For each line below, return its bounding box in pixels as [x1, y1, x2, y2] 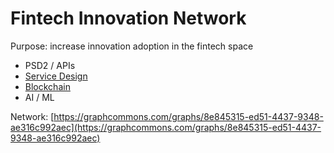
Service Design [24, 70, 88, 82]
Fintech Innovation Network [10, 7, 247, 30]
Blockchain [24, 80, 71, 92]
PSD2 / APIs [24, 59, 76, 71]
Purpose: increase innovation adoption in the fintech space [10, 40, 254, 52]
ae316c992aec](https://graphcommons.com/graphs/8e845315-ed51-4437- [10, 121, 322, 133]
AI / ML [24, 91, 55, 103]
